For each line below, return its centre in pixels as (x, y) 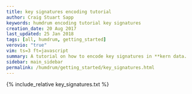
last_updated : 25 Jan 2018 (40, 34)
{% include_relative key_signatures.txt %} (58, 84)
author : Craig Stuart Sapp (40, 17)
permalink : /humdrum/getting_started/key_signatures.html (80, 67)
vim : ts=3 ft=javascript (37, 51)
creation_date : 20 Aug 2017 (42, 28)
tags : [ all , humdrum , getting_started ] (56, 40)
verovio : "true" (26, 46)
